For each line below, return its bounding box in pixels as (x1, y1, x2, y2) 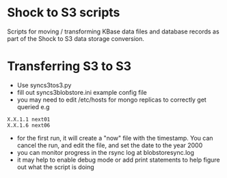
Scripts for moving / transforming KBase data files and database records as (7, 27, 220, 35)
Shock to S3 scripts (7, 5, 120, 20)
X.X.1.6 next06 (7, 121, 51, 129)
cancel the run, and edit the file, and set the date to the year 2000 (16, 141, 203, 149)
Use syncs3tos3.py (16, 80, 72, 89)
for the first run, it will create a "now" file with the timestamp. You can (16, 134, 213, 142)
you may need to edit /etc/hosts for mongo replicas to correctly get (16, 95, 206, 104)
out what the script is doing (16, 162, 94, 171)
